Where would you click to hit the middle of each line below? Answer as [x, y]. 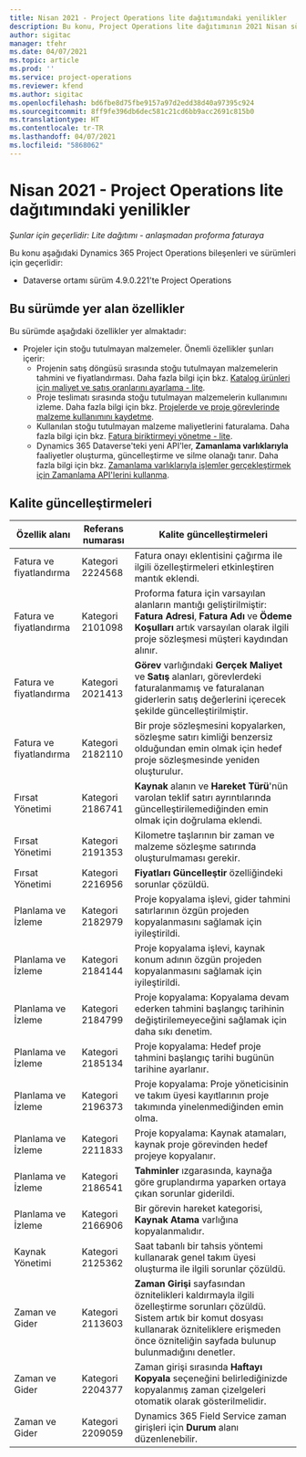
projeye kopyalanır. [175, 1156]
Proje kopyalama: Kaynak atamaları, [210, 1133]
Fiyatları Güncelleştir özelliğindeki [209, 873]
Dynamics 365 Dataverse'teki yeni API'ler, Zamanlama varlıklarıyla [162, 445]
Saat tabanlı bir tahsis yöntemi [199, 1246]
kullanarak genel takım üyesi [195, 1258]
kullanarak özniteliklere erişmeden [208, 1329]
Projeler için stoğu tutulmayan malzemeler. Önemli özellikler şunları [148, 349]
